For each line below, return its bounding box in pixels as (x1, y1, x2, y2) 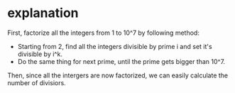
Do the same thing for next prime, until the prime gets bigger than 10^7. (17, 57, 226, 65)
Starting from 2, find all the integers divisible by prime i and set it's (17, 42, 212, 50)
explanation (7, 5, 79, 21)
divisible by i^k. (17, 50, 62, 58)
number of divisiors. (7, 78, 66, 87)
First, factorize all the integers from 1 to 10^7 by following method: (7, 28, 200, 37)
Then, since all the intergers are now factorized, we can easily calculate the (7, 71, 229, 80)
